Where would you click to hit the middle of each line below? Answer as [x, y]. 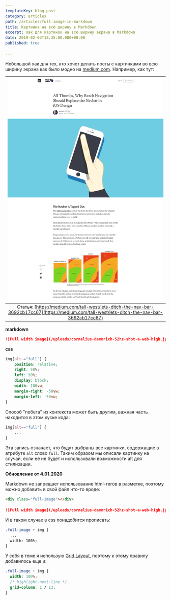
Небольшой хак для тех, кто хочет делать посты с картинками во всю [81, 63]
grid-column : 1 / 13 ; [33, 587]
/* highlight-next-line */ [38, 582]
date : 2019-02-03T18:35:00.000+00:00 [45, 38]
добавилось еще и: [26, 561]
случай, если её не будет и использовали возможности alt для [74, 459]
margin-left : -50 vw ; [36, 397]
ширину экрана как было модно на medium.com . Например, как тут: [80, 69]
